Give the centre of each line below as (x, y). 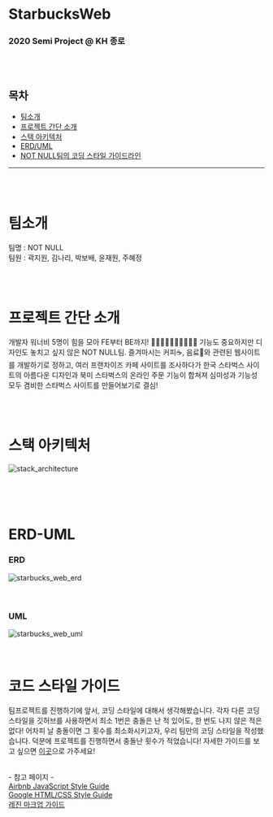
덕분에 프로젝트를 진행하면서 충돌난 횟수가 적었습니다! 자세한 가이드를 (142, 741)
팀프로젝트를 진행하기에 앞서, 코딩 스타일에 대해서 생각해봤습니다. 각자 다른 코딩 (134, 710)
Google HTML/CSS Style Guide (61, 794)
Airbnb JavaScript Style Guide (59, 786)
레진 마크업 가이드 (37, 804)
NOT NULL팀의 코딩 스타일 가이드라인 (80, 156)
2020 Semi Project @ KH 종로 (67, 41)
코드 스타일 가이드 (64, 687)
